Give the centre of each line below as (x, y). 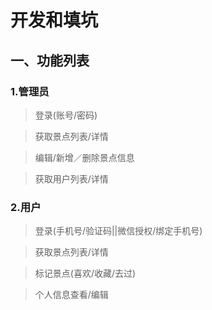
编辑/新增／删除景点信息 (84, 157)
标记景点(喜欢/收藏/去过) (85, 273)
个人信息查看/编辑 (71, 295)
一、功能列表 (50, 60)
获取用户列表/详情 (71, 178)
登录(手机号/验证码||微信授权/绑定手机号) (118, 231)
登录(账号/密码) (66, 115)
